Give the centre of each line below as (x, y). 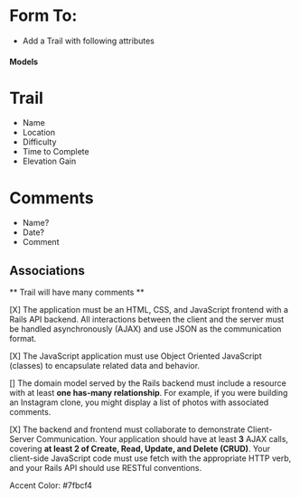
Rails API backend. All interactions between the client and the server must (147, 319)
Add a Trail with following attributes (89, 41)
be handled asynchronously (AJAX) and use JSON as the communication (145, 329)
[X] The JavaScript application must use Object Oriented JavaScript (136, 356)
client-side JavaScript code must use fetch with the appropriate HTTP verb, (150, 458)
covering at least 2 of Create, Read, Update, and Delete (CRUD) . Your (140, 449)
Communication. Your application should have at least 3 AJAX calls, (162, 439)
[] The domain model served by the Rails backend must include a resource (148, 383)
